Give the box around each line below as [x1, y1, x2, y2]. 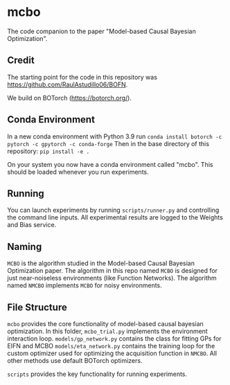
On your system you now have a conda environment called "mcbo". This [7, 160, 213, 168]
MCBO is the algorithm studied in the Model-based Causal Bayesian [7, 259, 195, 267]
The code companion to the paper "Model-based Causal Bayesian [7, 27, 196, 35]
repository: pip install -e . [7, 147, 90, 155]
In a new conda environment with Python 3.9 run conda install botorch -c [7, 132, 222, 141]
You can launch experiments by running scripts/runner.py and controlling [7, 206, 220, 215]
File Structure [7, 301, 67, 313]
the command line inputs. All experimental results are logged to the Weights [7, 213, 223, 222]
